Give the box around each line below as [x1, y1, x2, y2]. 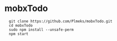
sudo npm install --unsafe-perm [9, 27, 74, 32]
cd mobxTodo [9, 23, 33, 28]
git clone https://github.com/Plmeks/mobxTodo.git [9, 19, 113, 24]
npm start [9, 31, 28, 36]
